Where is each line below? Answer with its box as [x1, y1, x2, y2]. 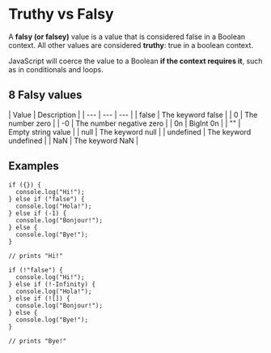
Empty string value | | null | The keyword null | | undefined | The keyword [8, 127, 252, 136]
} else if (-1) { [8, 209, 67, 217]
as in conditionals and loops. [8, 64, 104, 74]
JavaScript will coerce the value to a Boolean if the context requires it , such [8, 56, 263, 66]
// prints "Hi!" [8, 252, 63, 260]
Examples [8, 159, 59, 173]
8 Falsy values [8, 88, 83, 102]
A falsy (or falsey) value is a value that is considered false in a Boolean [8, 32, 246, 41]
